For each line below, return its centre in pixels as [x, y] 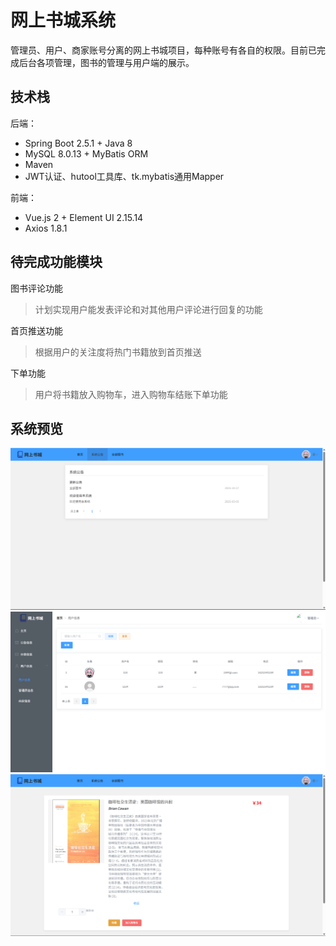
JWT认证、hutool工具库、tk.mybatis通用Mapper [124, 176]
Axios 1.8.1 [46, 228]
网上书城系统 [63, 20]
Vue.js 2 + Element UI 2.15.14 [84, 217]
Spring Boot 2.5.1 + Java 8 [78, 143]
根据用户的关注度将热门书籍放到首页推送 [118, 352]
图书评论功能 [36, 288]
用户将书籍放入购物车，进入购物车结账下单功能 [131, 394]
